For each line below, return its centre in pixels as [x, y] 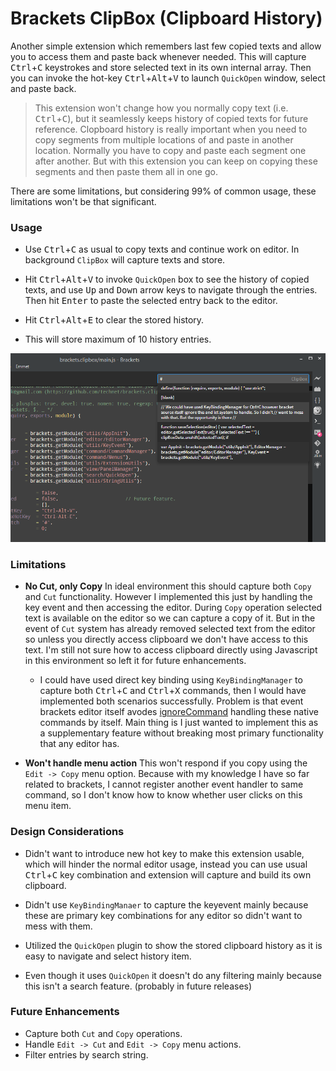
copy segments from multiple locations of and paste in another [164, 139]
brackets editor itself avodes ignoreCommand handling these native [179, 712]
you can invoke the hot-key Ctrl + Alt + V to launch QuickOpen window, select [168, 78]
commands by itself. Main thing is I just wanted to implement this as [179, 723]
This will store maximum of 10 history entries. [118, 339]
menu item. [48, 806]
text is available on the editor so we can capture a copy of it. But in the [170, 618]
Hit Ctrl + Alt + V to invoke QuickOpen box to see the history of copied [167, 279]
